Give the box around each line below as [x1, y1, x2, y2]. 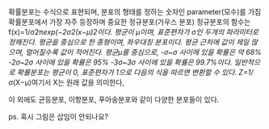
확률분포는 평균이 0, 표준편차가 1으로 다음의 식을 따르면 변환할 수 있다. [16, 68, 237, 77]
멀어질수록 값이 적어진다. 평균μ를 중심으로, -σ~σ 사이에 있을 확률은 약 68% [25, 48, 262, 56]
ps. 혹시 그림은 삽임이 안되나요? [8, 112, 109, 121]
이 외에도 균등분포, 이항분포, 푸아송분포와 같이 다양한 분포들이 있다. [8, 95, 220, 104]
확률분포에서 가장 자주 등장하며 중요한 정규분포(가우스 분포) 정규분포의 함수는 [8, 17, 251, 27]
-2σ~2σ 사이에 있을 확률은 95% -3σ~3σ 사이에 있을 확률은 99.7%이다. [8, 57, 233, 67]
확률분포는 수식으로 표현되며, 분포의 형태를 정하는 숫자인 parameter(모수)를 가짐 [8, 7, 262, 16]
